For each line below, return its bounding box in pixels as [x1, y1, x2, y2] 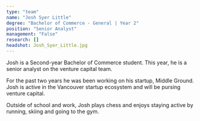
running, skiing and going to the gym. [6, 108, 100, 115]
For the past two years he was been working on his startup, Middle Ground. [6, 76, 195, 84]
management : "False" [6, 31, 59, 37]
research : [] [6, 37, 39, 43]
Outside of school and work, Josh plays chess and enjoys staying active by [6, 101, 193, 108]
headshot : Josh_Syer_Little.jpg [6, 43, 88, 49]
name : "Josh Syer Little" [6, 14, 71, 20]
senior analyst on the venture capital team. [6, 65, 113, 72]
